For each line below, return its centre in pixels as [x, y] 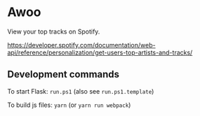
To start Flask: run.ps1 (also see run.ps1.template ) [81, 91]
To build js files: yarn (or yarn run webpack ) [69, 105]
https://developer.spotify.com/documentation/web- [81, 45]
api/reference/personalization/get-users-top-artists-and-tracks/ [100, 52]
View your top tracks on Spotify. [54, 31]
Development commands [64, 74]
